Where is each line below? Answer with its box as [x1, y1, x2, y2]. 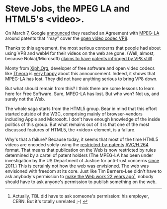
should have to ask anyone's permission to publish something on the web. [5, 179, 157, 185]
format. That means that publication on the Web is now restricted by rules [5, 147, 156, 153]
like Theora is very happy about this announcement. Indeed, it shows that [5, 70, 156, 76]
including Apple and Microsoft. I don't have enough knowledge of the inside [5, 116, 161, 122]
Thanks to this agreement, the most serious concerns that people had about [5, 45, 161, 51]
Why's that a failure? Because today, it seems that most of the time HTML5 [5, 136, 158, 142]
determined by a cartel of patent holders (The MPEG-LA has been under [5, 152, 153, 158]
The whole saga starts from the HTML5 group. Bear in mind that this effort [5, 105, 158, 111]
